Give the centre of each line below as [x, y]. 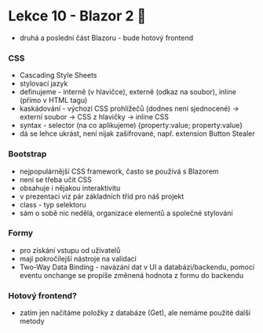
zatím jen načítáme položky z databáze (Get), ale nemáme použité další [135, 313]
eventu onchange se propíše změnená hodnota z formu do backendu [131, 275]
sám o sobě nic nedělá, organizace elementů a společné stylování [126, 213]
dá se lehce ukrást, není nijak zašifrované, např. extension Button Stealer [137, 134]
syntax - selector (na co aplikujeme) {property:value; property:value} [131, 126]
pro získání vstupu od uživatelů [70, 250]
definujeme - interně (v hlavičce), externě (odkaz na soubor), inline [128, 92]
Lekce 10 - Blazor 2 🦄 [77, 16]
